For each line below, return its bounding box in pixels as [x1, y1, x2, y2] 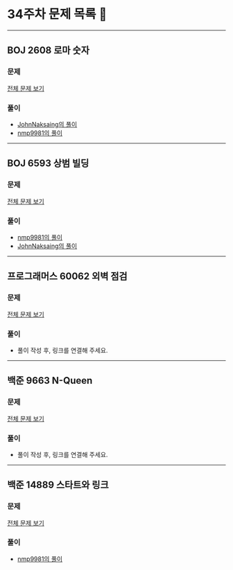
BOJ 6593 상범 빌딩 [7, 157, 89, 170]
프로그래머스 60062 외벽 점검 [7, 271, 128, 283]
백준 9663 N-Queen [7, 375, 93, 386]
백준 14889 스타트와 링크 [7, 479, 109, 491]
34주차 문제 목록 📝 [7, 6, 107, 22]
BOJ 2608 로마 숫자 [7, 44, 90, 56]
